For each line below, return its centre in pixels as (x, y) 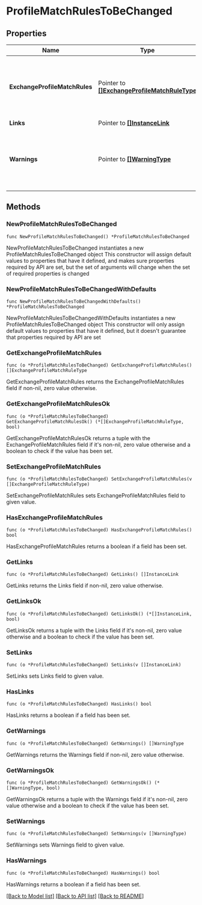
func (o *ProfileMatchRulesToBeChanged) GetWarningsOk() (79, 783)
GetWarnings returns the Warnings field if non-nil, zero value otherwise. (95, 754)
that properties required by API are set (54, 337)
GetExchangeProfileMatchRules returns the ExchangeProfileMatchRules (95, 382)
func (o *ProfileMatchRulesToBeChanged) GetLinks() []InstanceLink (93, 575)
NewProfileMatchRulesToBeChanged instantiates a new (75, 248)
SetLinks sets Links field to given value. (55, 676)
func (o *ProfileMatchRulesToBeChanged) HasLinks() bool (79, 704)
